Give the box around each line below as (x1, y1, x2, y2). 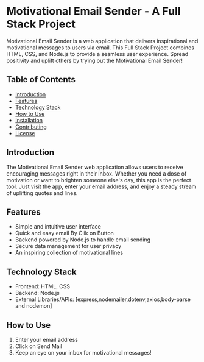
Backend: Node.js (15, 289, 60, 297)
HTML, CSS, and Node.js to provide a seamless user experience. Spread (6, 50, 189, 57)
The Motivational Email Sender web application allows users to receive (6, 163, 184, 171)
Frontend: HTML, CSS (15, 283, 70, 290)
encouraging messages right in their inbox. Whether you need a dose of (6, 169, 187, 177)
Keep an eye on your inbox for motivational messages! (15, 349, 152, 356)
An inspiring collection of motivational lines (15, 249, 124, 257)
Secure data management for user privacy (15, 243, 122, 250)
